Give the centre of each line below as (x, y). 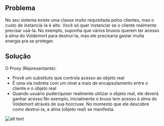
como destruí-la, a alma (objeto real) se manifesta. (63, 109)
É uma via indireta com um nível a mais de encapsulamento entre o (80, 83)
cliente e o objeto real (34, 88)
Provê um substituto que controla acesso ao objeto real (68, 78)
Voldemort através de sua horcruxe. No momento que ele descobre (81, 104)
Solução (18, 56)
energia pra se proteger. (30, 41)
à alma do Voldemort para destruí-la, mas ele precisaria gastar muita (75, 35)
